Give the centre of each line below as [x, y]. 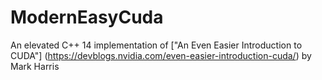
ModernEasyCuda [87, 17]
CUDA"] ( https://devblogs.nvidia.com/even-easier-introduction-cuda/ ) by [161, 55]
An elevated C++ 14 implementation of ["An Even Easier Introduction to [156, 45]
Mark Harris [35, 66]
